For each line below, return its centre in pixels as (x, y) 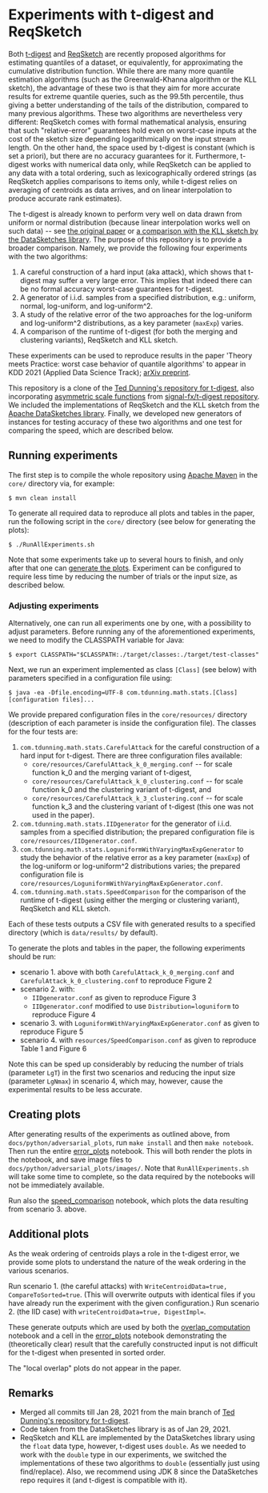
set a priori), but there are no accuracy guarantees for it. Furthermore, (123, 156)
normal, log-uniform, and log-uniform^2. (86, 306)
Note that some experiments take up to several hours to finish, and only (126, 559)
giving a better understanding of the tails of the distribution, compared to (128, 105)
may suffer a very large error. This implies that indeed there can (148, 280)
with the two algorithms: (48, 256)
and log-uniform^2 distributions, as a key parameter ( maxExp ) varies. (132, 322)
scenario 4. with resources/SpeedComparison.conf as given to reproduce (138, 1040)
